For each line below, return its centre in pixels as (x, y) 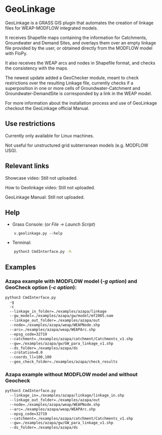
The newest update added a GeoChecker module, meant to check (72, 78)
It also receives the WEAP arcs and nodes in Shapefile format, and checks (80, 63)
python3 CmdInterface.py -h (43, 252)
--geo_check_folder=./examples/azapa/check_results (64, 362)
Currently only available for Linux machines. (50, 136)
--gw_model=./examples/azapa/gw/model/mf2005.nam (61, 316)
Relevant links (27, 166)
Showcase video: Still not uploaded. (41, 178)
